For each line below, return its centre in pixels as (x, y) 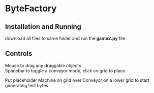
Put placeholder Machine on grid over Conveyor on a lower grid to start (77, 80)
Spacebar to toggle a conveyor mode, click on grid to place (65, 70)
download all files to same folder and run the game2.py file (65, 38)
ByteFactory (31, 9)
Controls (19, 54)
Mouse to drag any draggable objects (43, 65)
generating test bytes (27, 85)
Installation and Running (43, 27)
